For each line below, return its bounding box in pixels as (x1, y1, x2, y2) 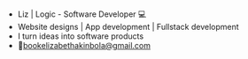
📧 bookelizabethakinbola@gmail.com (17, 41, 151, 50)
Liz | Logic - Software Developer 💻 (17, 9, 147, 19)
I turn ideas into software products (17, 31, 144, 41)
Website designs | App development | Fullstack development (17, 22, 239, 32)
